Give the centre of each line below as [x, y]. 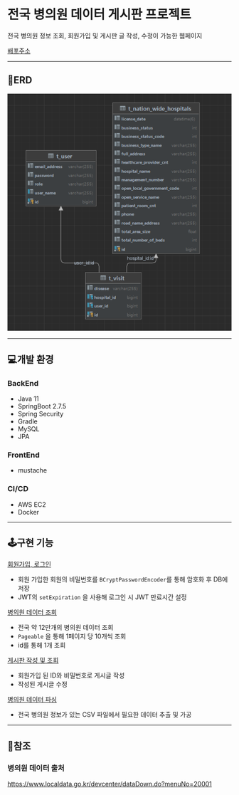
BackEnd [23, 383]
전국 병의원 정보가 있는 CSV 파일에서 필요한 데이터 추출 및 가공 [105, 715]
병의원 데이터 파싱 [32, 700]
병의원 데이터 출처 [36, 768]
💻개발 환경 [31, 359]
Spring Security [41, 414]
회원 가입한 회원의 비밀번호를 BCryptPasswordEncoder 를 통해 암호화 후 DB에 [123, 579]
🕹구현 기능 [31, 543]
